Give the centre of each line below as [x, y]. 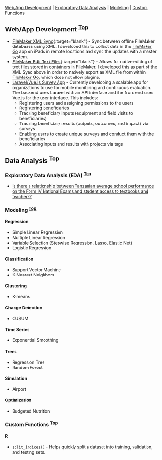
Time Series [17, 329]
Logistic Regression [32, 248]
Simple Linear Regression [37, 232]
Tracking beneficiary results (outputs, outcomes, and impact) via [84, 123]
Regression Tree [28, 362]
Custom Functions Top [31, 424]
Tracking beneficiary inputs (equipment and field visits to [76, 113]
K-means [21, 296]
